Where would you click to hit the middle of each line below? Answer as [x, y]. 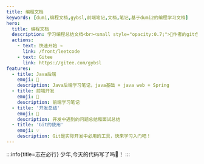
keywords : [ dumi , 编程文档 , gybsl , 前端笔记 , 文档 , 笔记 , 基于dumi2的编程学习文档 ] [97, 18]
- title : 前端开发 [33, 91]
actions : [23, 40]
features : [19, 68]
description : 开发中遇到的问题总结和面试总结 [69, 119]
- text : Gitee [35, 57]
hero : [13, 23]
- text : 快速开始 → [40, 46]
